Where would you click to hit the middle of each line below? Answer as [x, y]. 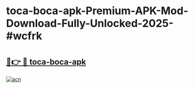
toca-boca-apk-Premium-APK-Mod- [97, 11]
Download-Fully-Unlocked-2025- [90, 23]
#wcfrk [24, 36]
